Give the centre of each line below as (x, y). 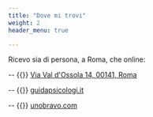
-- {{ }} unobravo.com (43, 106)
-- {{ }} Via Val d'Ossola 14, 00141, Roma (73, 75)
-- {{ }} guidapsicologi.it (46, 90)
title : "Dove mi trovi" (47, 15)
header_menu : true (38, 30)
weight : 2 (24, 23)
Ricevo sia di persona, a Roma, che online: (77, 59)
